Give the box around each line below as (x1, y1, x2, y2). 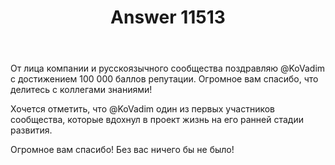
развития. (10, 124, 53, 136)
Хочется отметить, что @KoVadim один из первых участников (10, 103, 275, 115)
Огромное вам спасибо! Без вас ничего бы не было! (10, 144, 235, 156)
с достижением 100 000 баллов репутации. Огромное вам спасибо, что (10, 73, 319, 85)
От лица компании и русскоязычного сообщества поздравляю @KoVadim (10, 62, 326, 75)
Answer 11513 (110, 6, 226, 29)
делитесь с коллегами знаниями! (10, 84, 153, 96)
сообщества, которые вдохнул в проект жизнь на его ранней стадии (10, 114, 304, 126)
